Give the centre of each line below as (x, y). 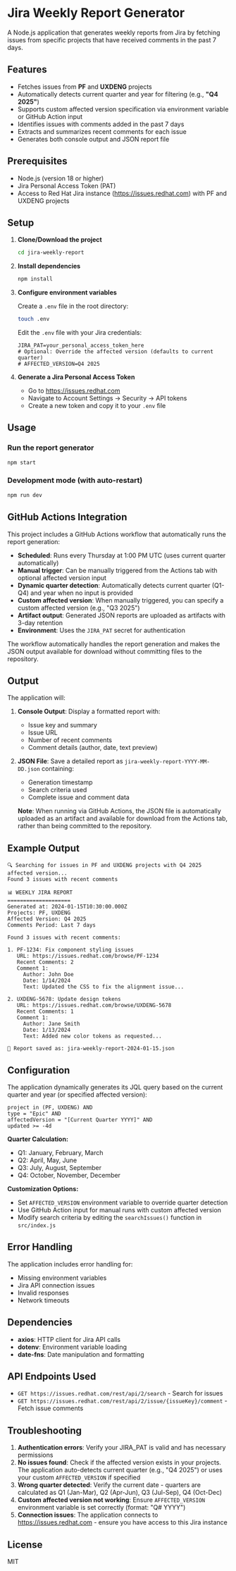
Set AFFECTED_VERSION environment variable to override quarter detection (123, 1202)
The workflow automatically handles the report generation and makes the (114, 643)
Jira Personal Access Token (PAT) (67, 185)
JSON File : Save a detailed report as (70, 761)
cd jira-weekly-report (51, 253)
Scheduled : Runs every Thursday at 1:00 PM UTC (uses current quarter (122, 555)
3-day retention (40, 622)
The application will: (36, 698)
